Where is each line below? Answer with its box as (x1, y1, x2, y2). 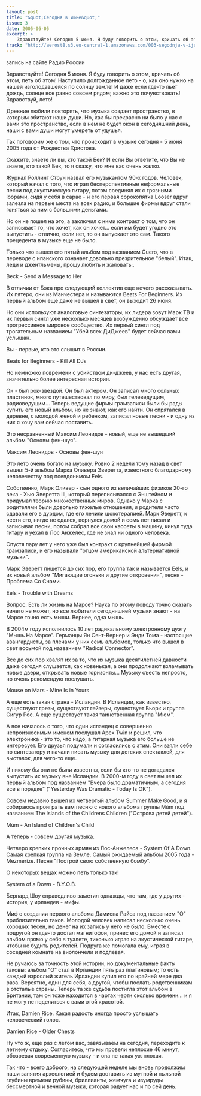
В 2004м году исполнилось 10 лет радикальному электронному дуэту (6, 625, 187, 633)
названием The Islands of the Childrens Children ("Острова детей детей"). (6, 809, 193, 817)
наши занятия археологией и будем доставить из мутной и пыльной (6, 1070, 181, 1077)
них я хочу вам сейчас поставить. (6, 418, 93, 426)
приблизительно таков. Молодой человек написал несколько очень (6, 916, 181, 923)
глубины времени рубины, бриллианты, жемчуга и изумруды (6, 1076, 163, 1083)
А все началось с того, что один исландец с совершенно (6, 722, 153, 730)
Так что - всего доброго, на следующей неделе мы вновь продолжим (6, 1064, 185, 1071)
